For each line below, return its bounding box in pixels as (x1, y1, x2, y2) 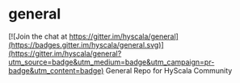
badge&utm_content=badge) (8, 65, 104, 75)
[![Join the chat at (8, 31, 68, 41)
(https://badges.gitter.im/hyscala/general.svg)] (8, 39, 164, 49)
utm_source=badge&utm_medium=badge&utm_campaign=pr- (8, 57, 215, 67)
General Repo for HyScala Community (105, 65, 233, 75)
